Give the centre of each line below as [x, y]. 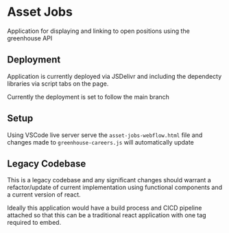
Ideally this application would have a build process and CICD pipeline [105, 208]
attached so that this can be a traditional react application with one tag [107, 215]
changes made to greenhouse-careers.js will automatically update [100, 142]
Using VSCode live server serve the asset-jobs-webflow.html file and [105, 135]
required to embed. [34, 223]
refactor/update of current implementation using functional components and [115, 187]
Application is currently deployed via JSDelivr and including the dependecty [114, 76]
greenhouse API [30, 38]
